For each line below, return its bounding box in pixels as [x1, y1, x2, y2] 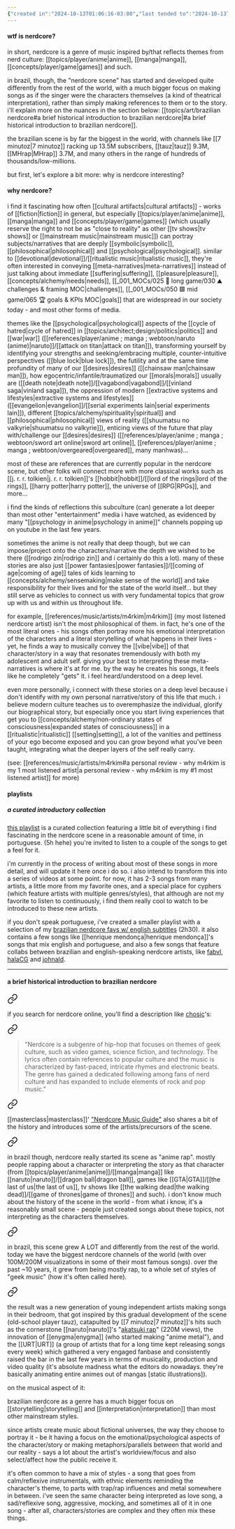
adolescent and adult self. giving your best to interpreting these [7, 657, 190, 665]
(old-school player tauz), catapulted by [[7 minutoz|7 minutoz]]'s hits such [7, 1317, 222, 1326]
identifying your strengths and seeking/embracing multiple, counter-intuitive [7, 349, 227, 358]
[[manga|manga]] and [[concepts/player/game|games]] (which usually [7, 217, 211, 225]
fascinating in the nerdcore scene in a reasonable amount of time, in [7, 831, 204, 839]
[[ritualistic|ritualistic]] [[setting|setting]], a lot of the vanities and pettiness [7, 730, 222, 739]
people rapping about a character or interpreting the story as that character [7, 1160, 225, 1168]
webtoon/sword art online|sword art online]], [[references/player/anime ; [7, 439, 217, 447]
